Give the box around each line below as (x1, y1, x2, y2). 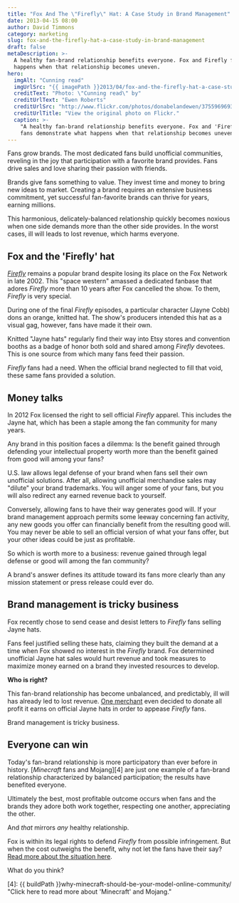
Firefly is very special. (7, 292, 72, 301)
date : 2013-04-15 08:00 (7, 17, 78, 24)
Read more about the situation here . (7, 852, 112, 860)
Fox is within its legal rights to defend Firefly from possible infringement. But (7, 837, 231, 845)
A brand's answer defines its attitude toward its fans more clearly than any (7, 570, 225, 579)
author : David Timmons (7, 24, 75, 31)
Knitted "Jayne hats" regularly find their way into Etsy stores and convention (7, 335, 230, 343)
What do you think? (7, 866, 64, 875)
